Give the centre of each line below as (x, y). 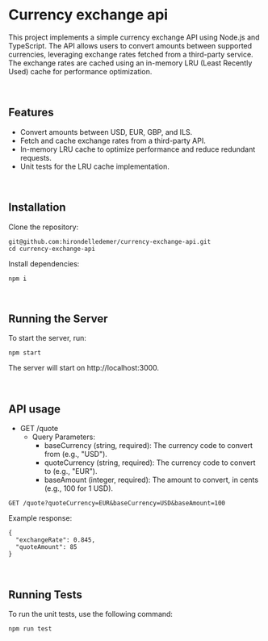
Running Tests (45, 595)
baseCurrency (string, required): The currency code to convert (148, 446)
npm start (25, 353)
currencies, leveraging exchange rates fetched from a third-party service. (131, 54)
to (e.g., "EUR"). (71, 471)
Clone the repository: (44, 227)
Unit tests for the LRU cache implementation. (94, 166)
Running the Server (58, 318)
